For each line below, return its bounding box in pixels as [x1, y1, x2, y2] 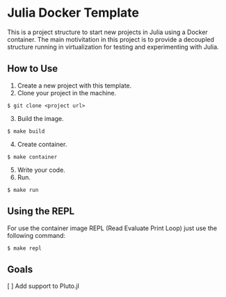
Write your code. [17, 166, 66, 174]
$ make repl [7, 245, 42, 252]
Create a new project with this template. [17, 81, 132, 90]
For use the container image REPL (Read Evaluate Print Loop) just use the [7, 224, 218, 232]
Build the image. [17, 114, 64, 122]
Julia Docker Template [7, 5, 139, 21]
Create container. [17, 140, 67, 148]
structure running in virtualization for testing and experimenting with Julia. [7, 42, 219, 51]
